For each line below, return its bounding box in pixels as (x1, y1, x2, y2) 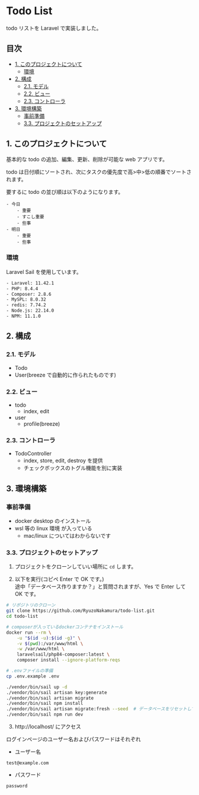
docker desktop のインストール (14, 517, 91, 524)
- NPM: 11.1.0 (6, 313, 41, 320)
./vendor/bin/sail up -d (6, 684, 68, 690)
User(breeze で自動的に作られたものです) (14, 371, 117, 378)
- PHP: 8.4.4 (6, 286, 38, 292)
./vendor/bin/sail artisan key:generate (6, 689, 108, 695)
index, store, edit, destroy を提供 (23, 457, 104, 464)
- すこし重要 (17, 213, 44, 220)
